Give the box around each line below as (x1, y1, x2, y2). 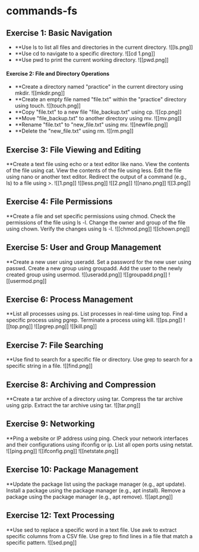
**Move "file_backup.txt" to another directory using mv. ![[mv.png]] (14, 115, 182, 122)
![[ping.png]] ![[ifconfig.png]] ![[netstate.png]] (6, 447, 119, 454)
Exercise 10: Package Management (6, 464, 138, 475)
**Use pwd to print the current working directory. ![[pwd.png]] (14, 57, 169, 63)
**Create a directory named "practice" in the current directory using (14, 83, 184, 91)
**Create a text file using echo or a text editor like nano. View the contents (6, 161, 190, 168)
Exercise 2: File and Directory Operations (6, 70, 110, 77)
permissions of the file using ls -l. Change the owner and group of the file (6, 219, 186, 226)
